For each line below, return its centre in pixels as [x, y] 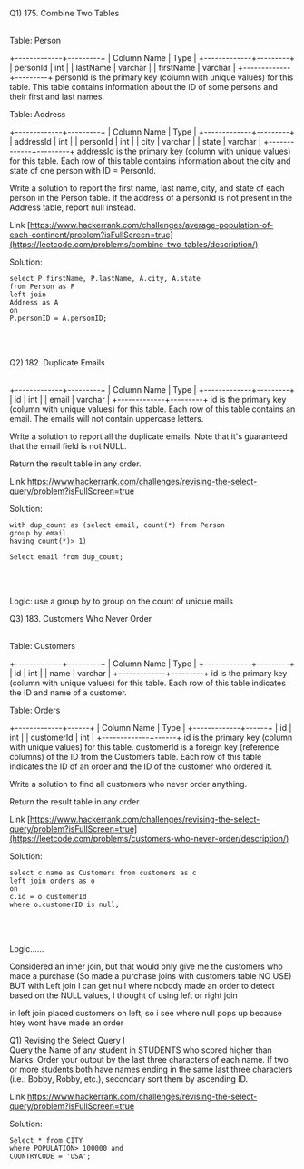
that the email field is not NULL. [68, 446]
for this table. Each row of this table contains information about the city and [150, 161]
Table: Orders [35, 710]
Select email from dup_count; [67, 557]
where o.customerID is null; [64, 904]
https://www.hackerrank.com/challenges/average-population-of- [152, 225]
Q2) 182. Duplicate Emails [58, 362]
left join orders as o [52, 881]
